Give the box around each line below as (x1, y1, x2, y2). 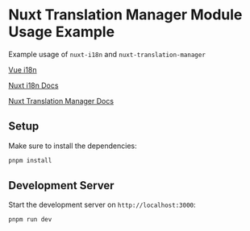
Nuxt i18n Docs (8, 80, 59, 90)
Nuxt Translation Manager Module (8, 6, 243, 24)
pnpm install (8, 156, 52, 164)
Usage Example (8, 23, 115, 41)
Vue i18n (8, 64, 38, 74)
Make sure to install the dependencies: (8, 141, 137, 151)
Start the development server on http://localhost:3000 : (8, 200, 196, 210)
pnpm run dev (8, 216, 52, 224)
